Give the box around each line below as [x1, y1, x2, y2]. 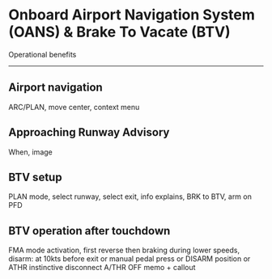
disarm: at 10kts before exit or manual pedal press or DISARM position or [8, 254, 251, 264]
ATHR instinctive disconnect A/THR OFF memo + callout [8, 263, 196, 273]
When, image [8, 147, 53, 157]
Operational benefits [8, 49, 77, 59]
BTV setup [8, 170, 62, 184]
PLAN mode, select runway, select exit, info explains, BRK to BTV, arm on [8, 192, 253, 201]
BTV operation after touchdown [8, 224, 171, 238]
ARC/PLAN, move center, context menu [8, 102, 140, 112]
